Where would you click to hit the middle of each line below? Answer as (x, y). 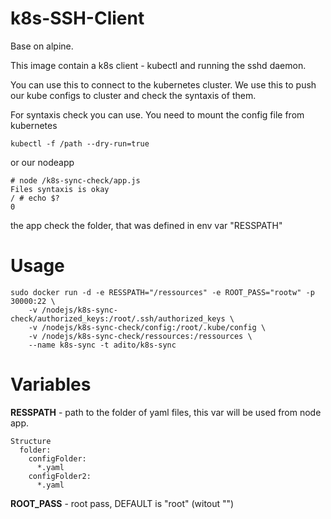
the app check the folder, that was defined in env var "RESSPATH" (146, 225)
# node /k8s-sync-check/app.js (75, 180)
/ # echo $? (35, 198)
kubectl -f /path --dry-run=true (80, 143)
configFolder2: (60, 476)
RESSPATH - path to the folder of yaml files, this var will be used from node (166, 412)
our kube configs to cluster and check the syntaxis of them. (133, 95)
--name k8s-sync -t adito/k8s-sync (102, 345)
